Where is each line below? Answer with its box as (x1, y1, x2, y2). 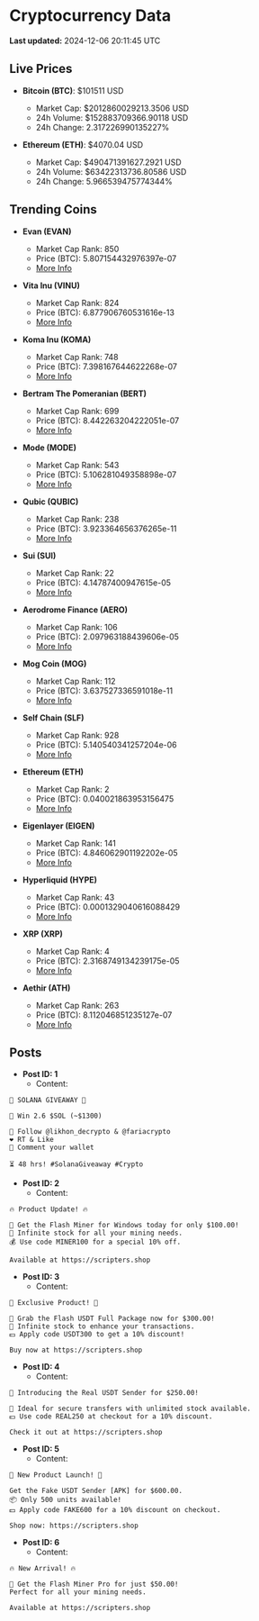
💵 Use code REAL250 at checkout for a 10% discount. (9, 1412, 213, 1421)
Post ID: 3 (22, 1272, 60, 1282)
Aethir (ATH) (22, 983, 71, 993)
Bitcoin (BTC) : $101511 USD (22, 85, 124, 95)
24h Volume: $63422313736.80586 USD (35, 166, 187, 177)
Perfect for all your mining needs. (9, 1588, 147, 1597)
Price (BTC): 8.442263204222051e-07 (35, 415, 180, 426)
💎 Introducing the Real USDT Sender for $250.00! (9, 1389, 200, 1398)
